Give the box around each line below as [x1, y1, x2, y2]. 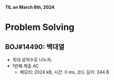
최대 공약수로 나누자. [12, 57, 53, 63]
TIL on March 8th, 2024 [5, 4, 55, 10]
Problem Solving [5, 22, 75, 33]
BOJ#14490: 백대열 [5, 42, 65, 51]
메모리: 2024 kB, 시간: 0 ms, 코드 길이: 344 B [19, 69, 110, 75]
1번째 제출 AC [12, 63, 39, 69]
